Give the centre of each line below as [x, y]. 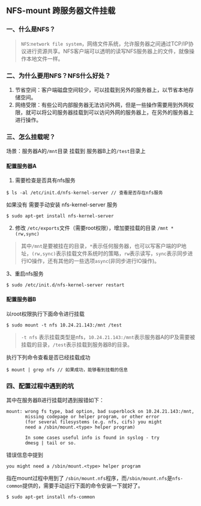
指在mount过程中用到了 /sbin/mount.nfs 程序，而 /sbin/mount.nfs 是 [89, 478]
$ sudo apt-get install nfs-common [51, 497]
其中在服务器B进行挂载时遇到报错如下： [55, 400]
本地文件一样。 [45, 58]
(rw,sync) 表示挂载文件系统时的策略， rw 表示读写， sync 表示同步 [109, 253]
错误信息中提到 [25, 454]
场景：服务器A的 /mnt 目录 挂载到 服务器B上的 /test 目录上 [76, 151]
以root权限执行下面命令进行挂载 [46, 313]
